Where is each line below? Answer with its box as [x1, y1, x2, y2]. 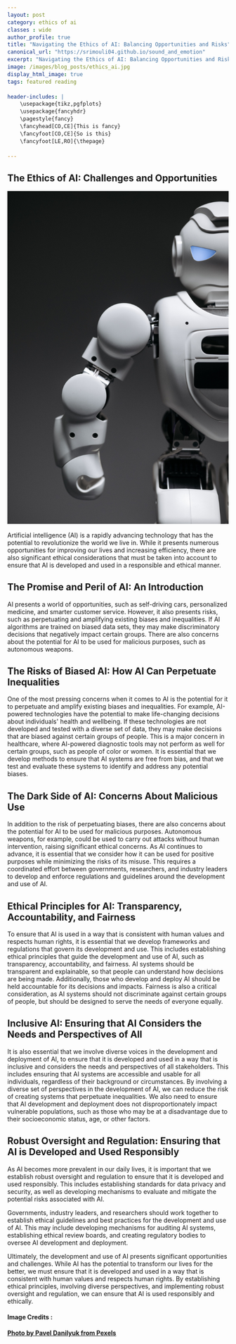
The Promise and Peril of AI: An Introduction [7, 581, 204, 593]
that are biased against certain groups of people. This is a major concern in [7, 733, 225, 741]
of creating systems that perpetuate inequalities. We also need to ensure [7, 1092, 218, 1100]
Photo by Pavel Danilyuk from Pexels [7, 1329, 117, 1337]
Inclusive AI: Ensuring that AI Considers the [7, 1018, 202, 1030]
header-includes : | [7, 93, 65, 100]
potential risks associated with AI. [7, 1195, 105, 1203]
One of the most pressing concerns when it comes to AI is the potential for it [7, 695, 228, 704]
